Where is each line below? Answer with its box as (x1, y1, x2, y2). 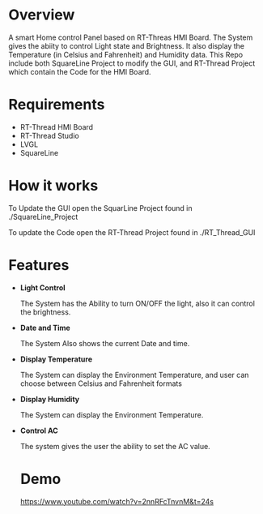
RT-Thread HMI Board (19, 122, 94, 131)
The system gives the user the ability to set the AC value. (19, 441, 210, 451)
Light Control (19, 282, 66, 293)
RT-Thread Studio (19, 131, 79, 140)
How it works (8, 177, 99, 195)
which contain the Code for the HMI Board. (8, 66, 151, 76)
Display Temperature (19, 354, 93, 364)
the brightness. (19, 306, 71, 317)
